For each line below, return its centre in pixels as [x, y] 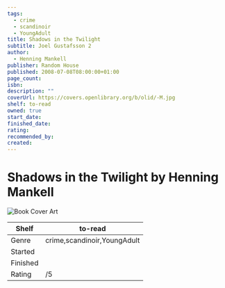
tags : [15, 14]
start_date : [24, 117]
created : [20, 143]
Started [23, 252]
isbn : [15, 85]
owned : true [24, 111]
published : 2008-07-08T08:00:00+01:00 [63, 72]
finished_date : [29, 123]
